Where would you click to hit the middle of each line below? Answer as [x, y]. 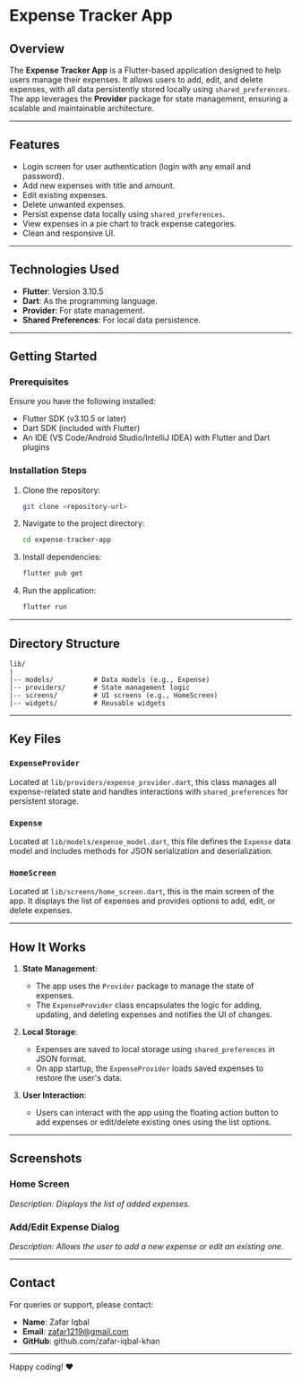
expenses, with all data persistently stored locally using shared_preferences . [150, 89]
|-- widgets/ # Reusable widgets [88, 703]
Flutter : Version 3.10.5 [63, 291]
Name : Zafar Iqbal [56, 1322]
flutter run [44, 607]
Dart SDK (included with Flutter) [81, 428]
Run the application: [59, 591]
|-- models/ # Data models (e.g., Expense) [110, 679]
